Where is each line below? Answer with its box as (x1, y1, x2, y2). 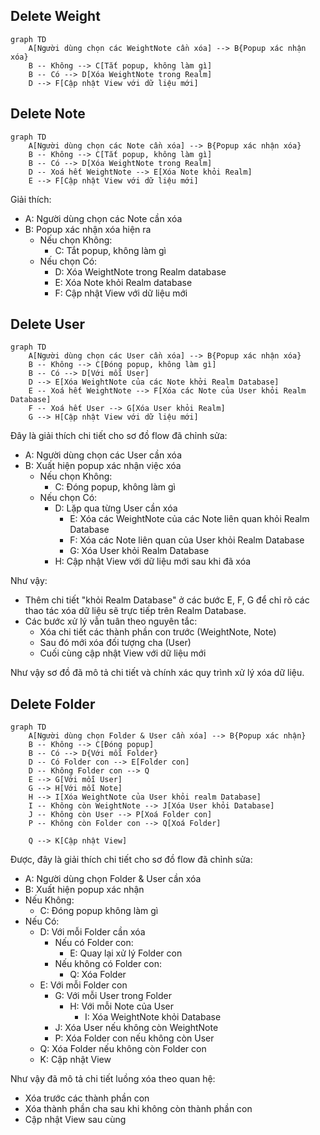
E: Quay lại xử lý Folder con (69, 947, 183, 959)
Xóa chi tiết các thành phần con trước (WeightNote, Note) (39, 626, 277, 638)
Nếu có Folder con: (54, 937, 134, 949)
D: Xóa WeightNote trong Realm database (54, 265, 227, 278)
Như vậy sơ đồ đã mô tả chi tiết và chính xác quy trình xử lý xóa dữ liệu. (10, 667, 305, 679)
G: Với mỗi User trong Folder (54, 990, 172, 1002)
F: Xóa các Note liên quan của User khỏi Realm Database (69, 534, 305, 546)
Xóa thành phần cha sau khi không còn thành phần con (24, 1103, 253, 1115)
